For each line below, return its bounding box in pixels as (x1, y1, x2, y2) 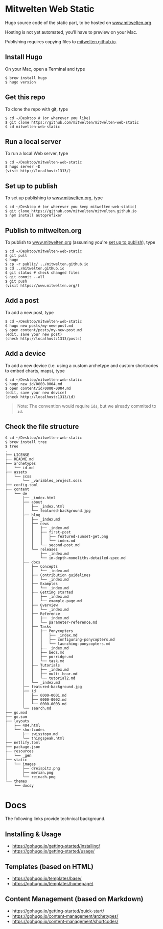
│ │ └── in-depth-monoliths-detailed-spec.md (5, 556, 126, 560)
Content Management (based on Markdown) (5, 895, 143, 903)
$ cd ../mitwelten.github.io (5, 266, 65, 271)
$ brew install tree (5, 440, 47, 445)
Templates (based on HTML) (5, 862, 94, 871)
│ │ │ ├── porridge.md (5, 654, 73, 660)
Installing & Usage (5, 830, 62, 838)
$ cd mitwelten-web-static (5, 124, 60, 129)
